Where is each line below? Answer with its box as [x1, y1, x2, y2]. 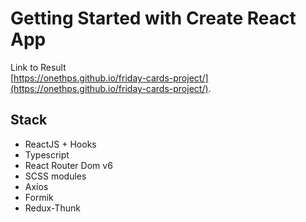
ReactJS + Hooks [24, 138, 97, 150]
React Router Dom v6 [24, 159, 113, 171]
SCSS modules [24, 170, 87, 182]
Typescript [24, 148, 70, 161]
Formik [24, 191, 54, 203]
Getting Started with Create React [10, 7, 297, 30]
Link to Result [10, 61, 67, 73]
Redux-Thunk [24, 202, 81, 214]
